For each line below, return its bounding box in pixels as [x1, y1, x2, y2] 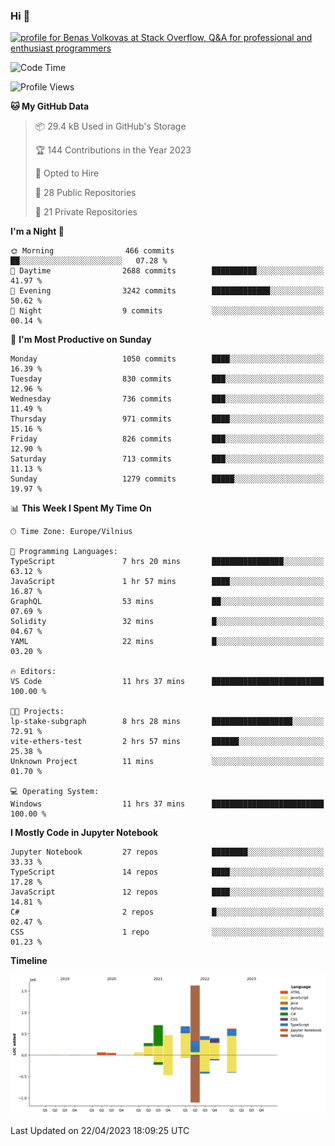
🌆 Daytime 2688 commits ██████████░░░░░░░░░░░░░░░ [10, 266, 325, 276]
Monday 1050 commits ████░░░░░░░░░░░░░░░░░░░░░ [10, 354, 325, 364]
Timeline [10, 955, 48, 967]
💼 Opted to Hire [34, 167, 100, 179]
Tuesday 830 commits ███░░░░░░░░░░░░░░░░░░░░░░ [10, 374, 325, 384]
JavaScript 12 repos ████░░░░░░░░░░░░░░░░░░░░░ [10, 887, 325, 898]
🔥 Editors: [10, 667, 57, 677]
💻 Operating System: [10, 787, 100, 797]
